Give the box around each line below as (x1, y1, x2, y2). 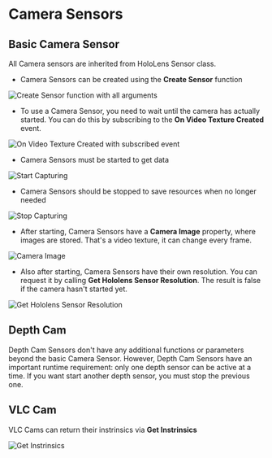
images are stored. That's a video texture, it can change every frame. (19, 235, 252, 245)
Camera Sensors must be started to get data (19, 155, 169, 164)
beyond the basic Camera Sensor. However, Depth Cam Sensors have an (8, 353, 253, 363)
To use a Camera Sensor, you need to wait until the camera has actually (19, 107, 261, 116)
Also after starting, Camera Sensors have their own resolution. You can (19, 267, 258, 277)
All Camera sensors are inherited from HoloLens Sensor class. (8, 59, 217, 68)
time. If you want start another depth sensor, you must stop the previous (8, 371, 250, 381)
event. (19, 124, 42, 133)
